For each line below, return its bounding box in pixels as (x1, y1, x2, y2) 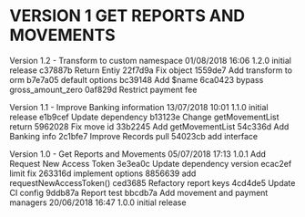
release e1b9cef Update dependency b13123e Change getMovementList (9, 111, 280, 122)
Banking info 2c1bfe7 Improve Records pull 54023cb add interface (9, 130, 258, 141)
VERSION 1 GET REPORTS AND (9, 5, 246, 26)
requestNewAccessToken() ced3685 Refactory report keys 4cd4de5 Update (9, 177, 296, 188)
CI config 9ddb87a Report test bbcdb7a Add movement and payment (9, 187, 269, 198)
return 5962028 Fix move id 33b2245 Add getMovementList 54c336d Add (9, 120, 290, 132)
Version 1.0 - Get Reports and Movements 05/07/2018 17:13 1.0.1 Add (9, 148, 267, 160)
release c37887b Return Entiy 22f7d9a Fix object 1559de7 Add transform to (9, 65, 293, 76)
